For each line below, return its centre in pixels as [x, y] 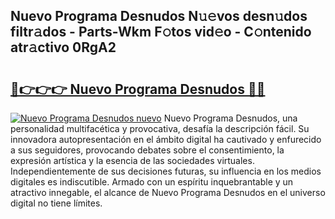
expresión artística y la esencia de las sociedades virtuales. [132, 160]
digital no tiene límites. [56, 203]
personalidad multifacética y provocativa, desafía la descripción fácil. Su [160, 128]
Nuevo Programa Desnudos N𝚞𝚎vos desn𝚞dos [159, 16]
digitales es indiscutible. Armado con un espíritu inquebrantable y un [152, 182]
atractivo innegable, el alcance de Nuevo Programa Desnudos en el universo [168, 192]
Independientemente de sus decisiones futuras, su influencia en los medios [166, 171]
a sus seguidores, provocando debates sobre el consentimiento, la [147, 150]
